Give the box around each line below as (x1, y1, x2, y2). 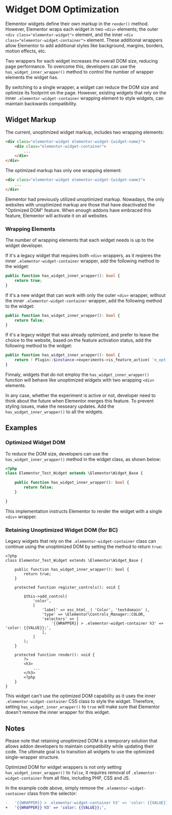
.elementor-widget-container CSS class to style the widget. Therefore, (5, 698, 155, 705)
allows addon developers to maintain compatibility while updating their (5, 743, 155, 749)
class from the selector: (27, 790, 77, 797)
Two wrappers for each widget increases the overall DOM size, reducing (5, 58, 158, 64)
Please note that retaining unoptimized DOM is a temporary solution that (5, 737, 158, 744)
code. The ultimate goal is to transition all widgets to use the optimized (5, 748, 155, 754)
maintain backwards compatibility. (5, 100, 78, 106)
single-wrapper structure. (5, 754, 60, 760)
